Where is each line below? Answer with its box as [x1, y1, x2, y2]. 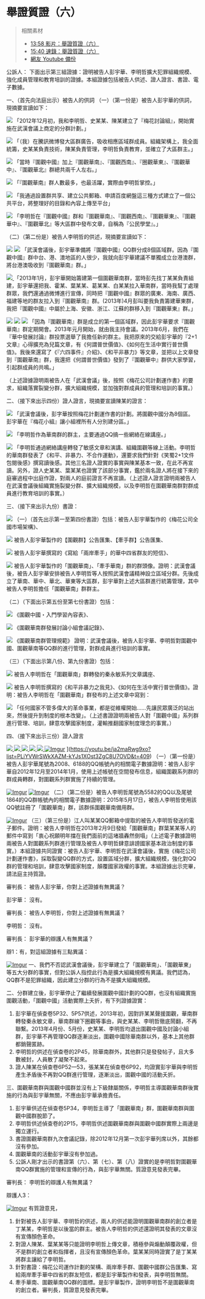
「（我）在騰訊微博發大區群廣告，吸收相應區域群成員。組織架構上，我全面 [13, 137, 198, 145]
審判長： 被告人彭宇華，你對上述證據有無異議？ [6, 883, 126, 890]
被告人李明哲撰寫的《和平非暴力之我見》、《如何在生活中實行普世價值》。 [13, 683, 193, 691]
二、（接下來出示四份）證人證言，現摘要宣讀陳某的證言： [6, 397, 148, 404]
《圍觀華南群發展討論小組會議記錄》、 [13, 624, 108, 631]
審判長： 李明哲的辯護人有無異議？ [6, 1178, 93, 1185]
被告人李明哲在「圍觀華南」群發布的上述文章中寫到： [16, 691, 151, 698]
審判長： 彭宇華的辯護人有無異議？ [6, 935, 93, 942]
